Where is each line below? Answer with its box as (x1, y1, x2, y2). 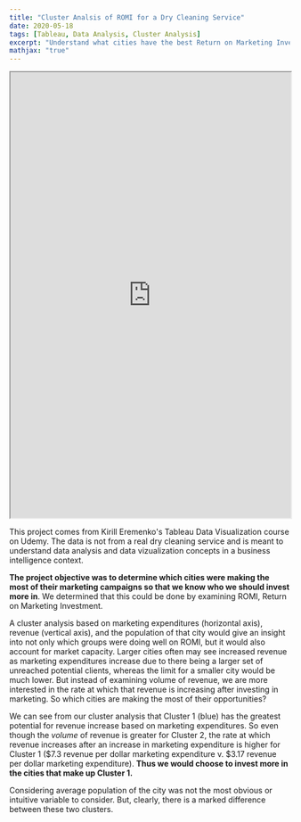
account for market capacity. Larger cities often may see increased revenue (9, 646, 288, 657)
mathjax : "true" (9, 46, 69, 55)
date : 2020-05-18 (9, 21, 74, 30)
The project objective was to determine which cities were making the (9, 572, 270, 583)
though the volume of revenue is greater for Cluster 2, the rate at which (9, 730, 271, 741)
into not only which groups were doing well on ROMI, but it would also (9, 637, 265, 647)
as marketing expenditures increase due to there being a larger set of (9, 656, 264, 667)
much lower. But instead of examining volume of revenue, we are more (9, 675, 269, 686)
